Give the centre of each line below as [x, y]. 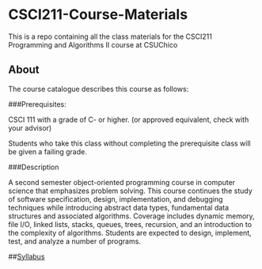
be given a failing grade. [47, 151]
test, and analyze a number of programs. [74, 241]
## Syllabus [27, 256]
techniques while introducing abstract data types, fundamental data [119, 207]
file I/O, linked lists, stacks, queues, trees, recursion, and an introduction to [130, 224]
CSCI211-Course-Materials [98, 15]
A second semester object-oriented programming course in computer [122, 182]
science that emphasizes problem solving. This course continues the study [130, 191]
